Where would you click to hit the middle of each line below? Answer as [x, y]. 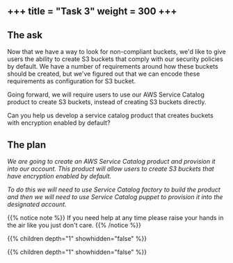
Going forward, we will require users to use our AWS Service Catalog [106, 95]
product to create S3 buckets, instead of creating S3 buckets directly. [107, 102]
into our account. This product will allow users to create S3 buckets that [111, 169]
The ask [25, 35]
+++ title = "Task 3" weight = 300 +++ [92, 11]
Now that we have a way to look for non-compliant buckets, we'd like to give [116, 52]
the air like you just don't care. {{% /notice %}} [74, 226]
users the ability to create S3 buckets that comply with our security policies [115, 59]
